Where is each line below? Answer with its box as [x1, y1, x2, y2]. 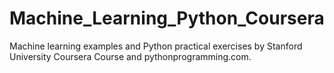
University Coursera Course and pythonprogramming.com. [9, 50, 252, 62]
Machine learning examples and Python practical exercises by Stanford [9, 40, 303, 52]
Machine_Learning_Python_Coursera [9, 7, 325, 30]
